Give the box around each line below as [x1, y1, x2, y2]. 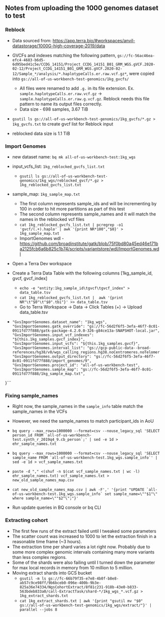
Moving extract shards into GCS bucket [12, 570, 92, 576]
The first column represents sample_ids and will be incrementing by [19, 200, 157, 206]
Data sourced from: [12, 37, 52, 43]
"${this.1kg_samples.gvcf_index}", [12, 337, 85, 341]
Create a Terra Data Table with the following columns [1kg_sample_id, [12, 270, 153, 276]
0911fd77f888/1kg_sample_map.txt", [12, 371, 85, 376]
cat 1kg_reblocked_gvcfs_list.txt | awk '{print [19, 295, 124, 300]
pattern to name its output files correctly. [19, 101, 102, 107]
